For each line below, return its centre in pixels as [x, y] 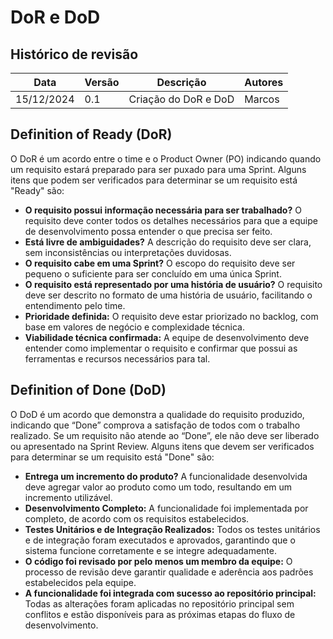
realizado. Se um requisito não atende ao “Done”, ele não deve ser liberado [165, 435]
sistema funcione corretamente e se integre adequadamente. [151, 550]
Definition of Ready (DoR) [91, 134]
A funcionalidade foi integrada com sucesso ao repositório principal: [170, 593]
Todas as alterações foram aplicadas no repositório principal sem [159, 603]
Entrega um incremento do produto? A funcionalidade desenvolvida [166, 476]
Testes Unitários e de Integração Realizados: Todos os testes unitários [172, 529]
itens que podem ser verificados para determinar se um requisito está [154, 180]
